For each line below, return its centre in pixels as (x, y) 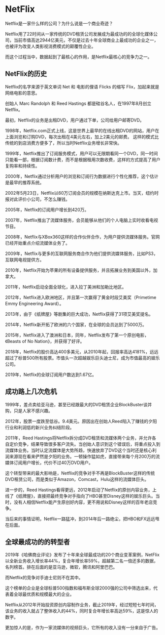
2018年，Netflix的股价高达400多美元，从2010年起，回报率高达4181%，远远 (82, 351)
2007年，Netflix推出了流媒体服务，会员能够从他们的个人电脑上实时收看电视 (82, 220)
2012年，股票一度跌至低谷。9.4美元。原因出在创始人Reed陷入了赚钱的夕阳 (81, 421)
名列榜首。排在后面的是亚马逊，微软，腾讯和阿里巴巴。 (61, 567)
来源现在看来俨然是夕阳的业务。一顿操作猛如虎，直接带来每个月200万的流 (84, 456)
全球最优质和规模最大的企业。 (44, 594)
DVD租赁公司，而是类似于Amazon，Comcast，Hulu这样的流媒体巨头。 (77, 479)
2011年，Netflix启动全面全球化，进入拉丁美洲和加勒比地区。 (66, 287)
